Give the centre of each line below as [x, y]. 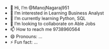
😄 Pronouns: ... [26, 36]
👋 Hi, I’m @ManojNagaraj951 [40, 8]
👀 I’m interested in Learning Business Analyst [57, 13]
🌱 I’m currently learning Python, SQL [48, 18]
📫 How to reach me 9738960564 [45, 29]
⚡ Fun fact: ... [24, 42]
